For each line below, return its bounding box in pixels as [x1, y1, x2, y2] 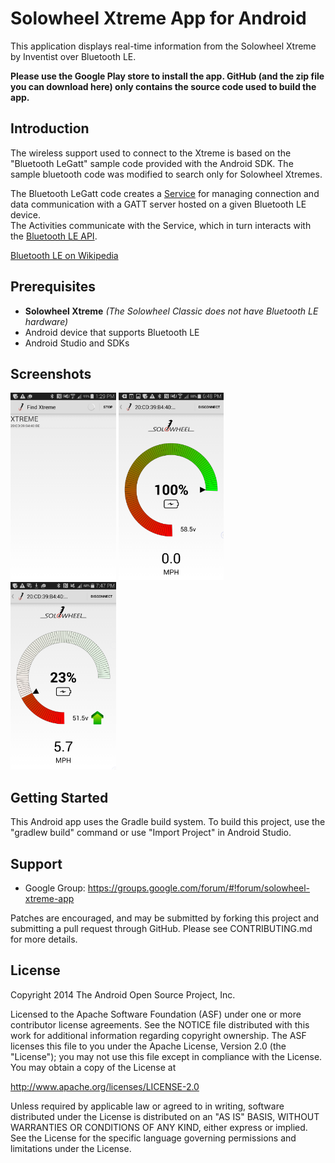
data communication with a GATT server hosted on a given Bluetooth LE [10, 198, 307, 210]
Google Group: [24, 882, 86, 894]
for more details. [10, 933, 78, 945]
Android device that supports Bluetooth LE [24, 326, 200, 338]
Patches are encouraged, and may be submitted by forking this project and [10, 912, 320, 924]
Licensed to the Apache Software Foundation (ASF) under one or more [10, 1008, 302, 1020]
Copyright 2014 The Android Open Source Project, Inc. [10, 988, 236, 1001]
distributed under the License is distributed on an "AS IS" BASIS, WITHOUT [10, 1110, 320, 1122]
